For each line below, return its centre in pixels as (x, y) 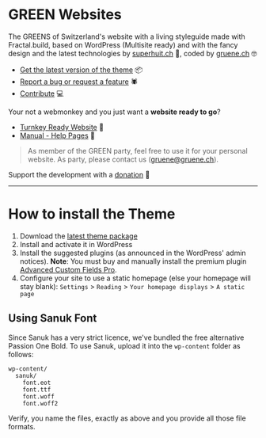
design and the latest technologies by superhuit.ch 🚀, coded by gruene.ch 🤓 (133, 53)
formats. (22, 426)
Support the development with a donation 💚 (79, 174)
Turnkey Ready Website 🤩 (62, 127)
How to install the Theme (92, 214)
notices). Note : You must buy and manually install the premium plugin (133, 261)
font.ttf (37, 390)
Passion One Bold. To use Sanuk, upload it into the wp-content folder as (124, 345)
